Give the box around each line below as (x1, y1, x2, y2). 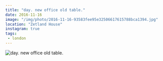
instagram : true (5, 26, 40, 32)
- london (7, 36, 26, 41)
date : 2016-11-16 (5, 12, 42, 17)
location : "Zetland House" (5, 21, 63, 27)
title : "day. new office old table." (5, 7, 86, 13)
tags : (5, 31, 17, 36)
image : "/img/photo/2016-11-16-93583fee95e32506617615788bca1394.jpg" (5, 17, 158, 22)
